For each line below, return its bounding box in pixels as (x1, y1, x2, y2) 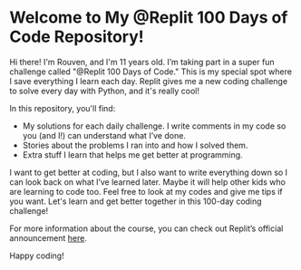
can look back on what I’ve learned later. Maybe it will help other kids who (9, 176, 286, 188)
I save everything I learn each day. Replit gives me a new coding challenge (9, 75, 288, 86)
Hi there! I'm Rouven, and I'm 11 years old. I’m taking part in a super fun (9, 56, 275, 67)
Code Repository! (9, 26, 144, 47)
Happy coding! (9, 250, 65, 261)
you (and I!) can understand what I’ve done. (22, 130, 186, 140)
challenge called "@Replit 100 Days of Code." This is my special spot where (9, 66, 293, 77)
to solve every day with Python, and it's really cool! (9, 85, 200, 96)
